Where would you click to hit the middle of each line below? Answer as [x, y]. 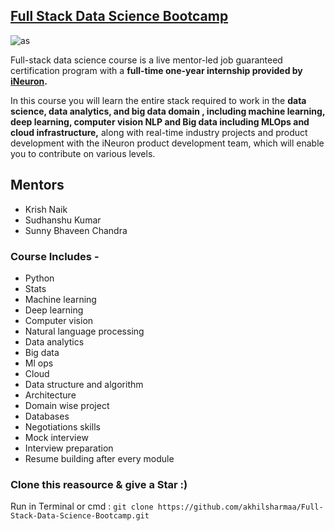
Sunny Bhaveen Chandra [76, 230]
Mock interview [56, 437]
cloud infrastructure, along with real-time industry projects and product [159, 132]
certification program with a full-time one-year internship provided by [156, 70]
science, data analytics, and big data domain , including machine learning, [168, 111]
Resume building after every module [99, 458]
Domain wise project [67, 405]
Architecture [50, 395]
